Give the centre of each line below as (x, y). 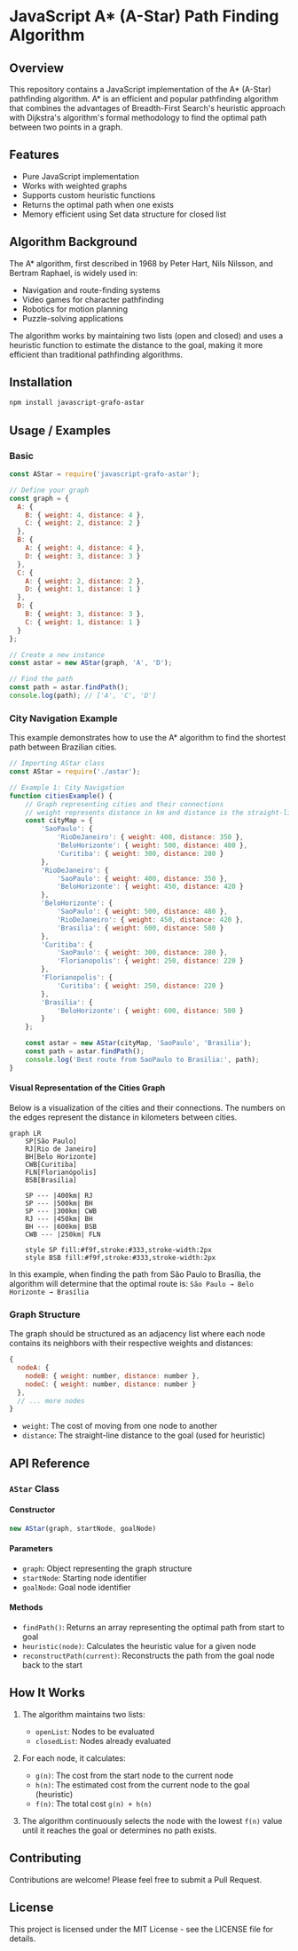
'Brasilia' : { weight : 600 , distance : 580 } (140, 928)
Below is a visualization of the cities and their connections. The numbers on (147, 1107)
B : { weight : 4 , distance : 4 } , (85, 515)
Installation (41, 382)
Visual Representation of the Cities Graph (87, 1088)
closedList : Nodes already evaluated (103, 1741)
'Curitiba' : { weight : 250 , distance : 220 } (140, 986)
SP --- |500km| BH (59, 1203)
